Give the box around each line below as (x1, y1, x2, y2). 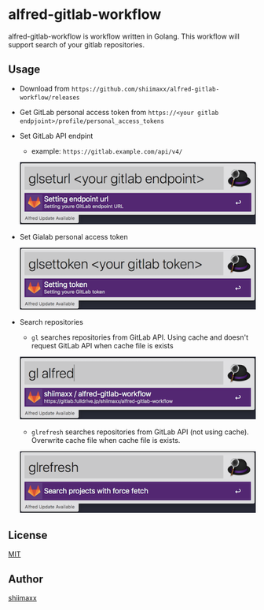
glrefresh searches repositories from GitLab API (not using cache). (31, 427, 249, 437)
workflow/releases (19, 93, 80, 102)
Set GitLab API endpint (19, 131, 93, 140)
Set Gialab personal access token (19, 232, 128, 242)
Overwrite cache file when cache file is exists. (31, 435, 181, 444)
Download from (19, 84, 70, 93)
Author (8, 572, 43, 586)
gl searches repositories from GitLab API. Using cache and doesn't (31, 333, 249, 342)
